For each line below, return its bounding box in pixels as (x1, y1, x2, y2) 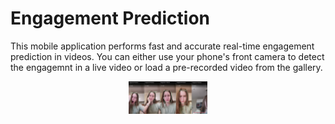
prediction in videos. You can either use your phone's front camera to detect (10, 50, 325, 62)
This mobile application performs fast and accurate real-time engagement (10, 40, 315, 52)
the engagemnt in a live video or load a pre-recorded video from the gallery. (10, 61, 323, 73)
